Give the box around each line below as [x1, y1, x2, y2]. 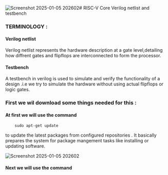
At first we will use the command [5, 112, 77, 118]
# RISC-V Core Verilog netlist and [79, 5, 150, 11]
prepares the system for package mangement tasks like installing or [5, 138, 149, 144]
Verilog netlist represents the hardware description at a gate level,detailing [5, 47, 163, 53]
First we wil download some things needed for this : [5, 99, 137, 106]
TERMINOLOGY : [5, 23, 48, 30]
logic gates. [5, 86, 30, 93]
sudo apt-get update [14, 123, 59, 128]
